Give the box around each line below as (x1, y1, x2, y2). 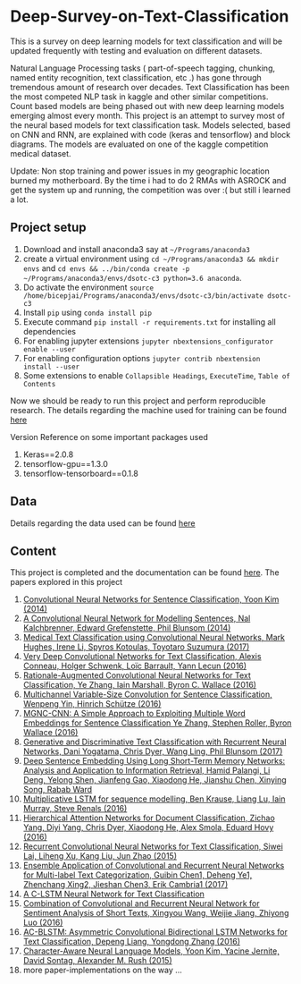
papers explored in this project (10, 577, 123, 588)
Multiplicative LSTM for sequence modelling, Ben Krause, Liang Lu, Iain (22, 793, 286, 804)
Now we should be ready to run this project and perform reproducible (10, 395, 266, 406)
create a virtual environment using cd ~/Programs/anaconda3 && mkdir (22, 253, 280, 264)
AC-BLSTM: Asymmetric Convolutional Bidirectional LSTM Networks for (22, 927, 288, 937)
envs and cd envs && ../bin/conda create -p (22, 262, 190, 274)
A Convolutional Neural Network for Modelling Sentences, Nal (22, 613, 251, 623)
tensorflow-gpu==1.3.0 (22, 458, 108, 469)
